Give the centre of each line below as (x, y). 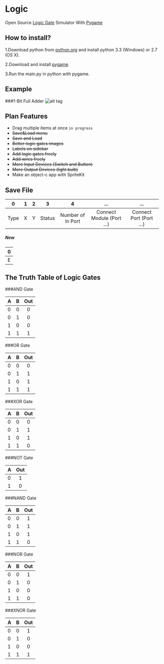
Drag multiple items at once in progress (52, 128)
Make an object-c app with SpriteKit (48, 175)
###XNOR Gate (21, 610)
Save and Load (27, 138)
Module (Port (106, 218)
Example (19, 89)
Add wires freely (29, 159)
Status (48, 218)
